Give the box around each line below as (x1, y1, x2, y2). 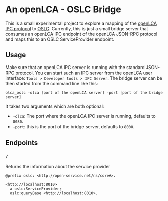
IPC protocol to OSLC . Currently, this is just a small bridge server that (5, 25, 148, 31)
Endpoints (5, 139, 38, 147)
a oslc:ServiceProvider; (10, 186, 62, 192)
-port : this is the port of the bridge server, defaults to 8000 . (12, 123, 135, 129)
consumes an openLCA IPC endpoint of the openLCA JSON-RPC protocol (5, 31, 157, 37)
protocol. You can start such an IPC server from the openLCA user (15, 70, 153, 76)
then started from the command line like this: (5, 80, 98, 86)
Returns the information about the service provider (5, 164, 110, 170)
